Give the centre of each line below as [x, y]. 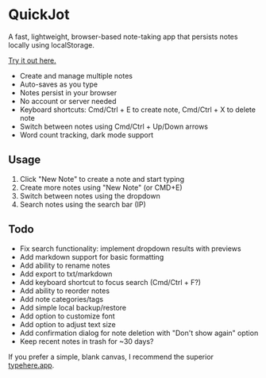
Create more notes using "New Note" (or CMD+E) [101, 187]
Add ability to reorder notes [64, 291]
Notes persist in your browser [68, 92]
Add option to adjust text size [68, 324]
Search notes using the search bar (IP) [83, 204]
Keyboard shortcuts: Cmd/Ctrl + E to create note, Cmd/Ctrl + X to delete [138, 110]
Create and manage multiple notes [76, 75]
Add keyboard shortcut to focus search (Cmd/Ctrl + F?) [110, 282]
